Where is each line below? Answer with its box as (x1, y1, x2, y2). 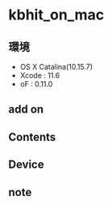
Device (8, 158, 44, 172)
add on (8, 103, 44, 117)
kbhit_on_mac (8, 6, 105, 24)
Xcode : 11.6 (19, 70, 60, 80)
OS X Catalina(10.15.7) (19, 62, 93, 71)
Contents (8, 130, 56, 143)
